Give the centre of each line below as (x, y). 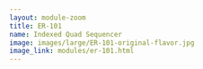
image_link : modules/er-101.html (72, 51)
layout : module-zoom (48, 17)
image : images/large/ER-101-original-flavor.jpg (102, 43)
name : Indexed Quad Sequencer (66, 34)
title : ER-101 (36, 26)
